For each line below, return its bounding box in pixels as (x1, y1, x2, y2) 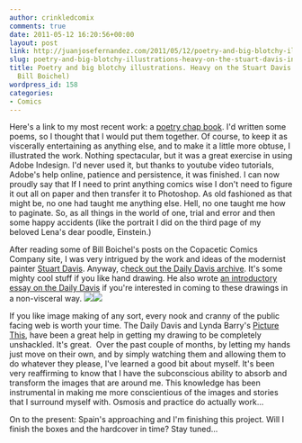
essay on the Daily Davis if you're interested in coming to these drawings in (9, 283, 289, 294)
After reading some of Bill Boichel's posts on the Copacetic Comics (9, 244, 258, 255)
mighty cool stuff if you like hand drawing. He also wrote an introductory (9, 273, 278, 284)
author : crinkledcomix (9, 13, 94, 23)
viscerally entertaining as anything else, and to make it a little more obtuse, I (9, 140, 290, 151)
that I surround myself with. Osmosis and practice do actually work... (9, 397, 264, 408)
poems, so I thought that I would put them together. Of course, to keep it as (9, 131, 288, 142)
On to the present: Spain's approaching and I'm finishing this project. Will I (9, 414, 285, 425)
